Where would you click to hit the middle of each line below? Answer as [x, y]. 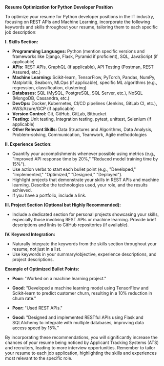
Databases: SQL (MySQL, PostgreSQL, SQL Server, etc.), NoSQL [77, 93]
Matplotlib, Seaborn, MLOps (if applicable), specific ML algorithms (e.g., [84, 82]
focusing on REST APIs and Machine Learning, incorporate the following [78, 22]
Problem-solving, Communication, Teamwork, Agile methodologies [80, 135]
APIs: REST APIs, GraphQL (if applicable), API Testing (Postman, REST [83, 67]
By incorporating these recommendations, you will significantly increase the [81, 337]
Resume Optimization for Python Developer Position [59, 7]
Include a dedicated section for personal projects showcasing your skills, [85, 214]
